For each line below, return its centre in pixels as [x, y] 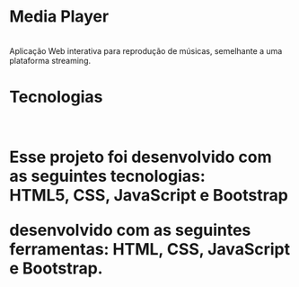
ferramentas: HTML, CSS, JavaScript [149, 250]
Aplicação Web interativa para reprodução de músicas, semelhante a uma [146, 50]
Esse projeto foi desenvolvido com [141, 157]
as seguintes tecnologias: [108, 176]
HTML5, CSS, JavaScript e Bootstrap [149, 196]
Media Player [59, 17]
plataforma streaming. [50, 60]
